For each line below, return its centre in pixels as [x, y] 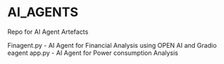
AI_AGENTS [43, 12]
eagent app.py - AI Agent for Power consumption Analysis [93, 53]
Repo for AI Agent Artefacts [48, 32]
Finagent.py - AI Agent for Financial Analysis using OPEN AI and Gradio [112, 45]
